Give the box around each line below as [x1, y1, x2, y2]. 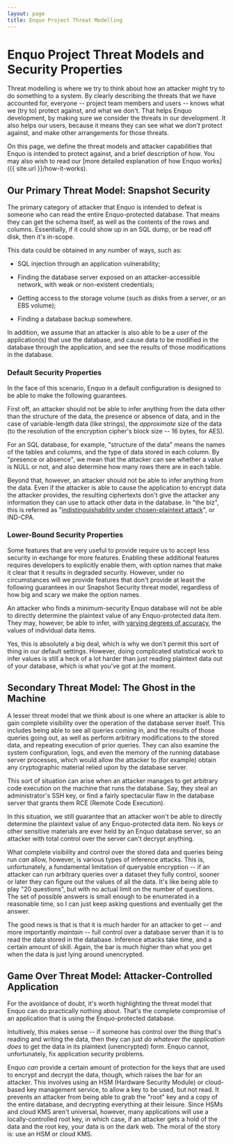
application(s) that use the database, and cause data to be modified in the [7, 335, 219, 344]
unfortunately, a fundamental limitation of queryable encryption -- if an [7, 862, 210, 871]
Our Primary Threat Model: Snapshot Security [7, 184, 211, 196]
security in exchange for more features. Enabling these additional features [7, 553, 220, 562]
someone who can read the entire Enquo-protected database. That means [7, 210, 220, 219]
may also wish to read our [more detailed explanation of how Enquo [7, 157, 201, 166]
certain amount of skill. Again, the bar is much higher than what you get [7, 942, 212, 951]
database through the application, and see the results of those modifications [7, 343, 226, 351]
